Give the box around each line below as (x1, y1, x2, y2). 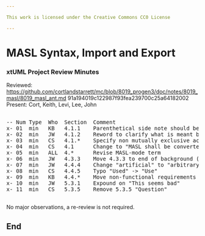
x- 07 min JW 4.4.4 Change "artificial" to (6, 162, 165, 168)
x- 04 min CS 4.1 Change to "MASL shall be (6, 143, 171, 150)
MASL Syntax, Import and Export (6, 46, 176, 60)
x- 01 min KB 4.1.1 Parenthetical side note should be (6, 125, 200, 132)
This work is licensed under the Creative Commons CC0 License (6, 14, 171, 20)
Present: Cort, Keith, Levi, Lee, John (6, 101, 97, 109)
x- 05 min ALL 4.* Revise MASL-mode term (6, 149, 161, 156)
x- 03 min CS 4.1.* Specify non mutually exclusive (6, 137, 190, 144)
